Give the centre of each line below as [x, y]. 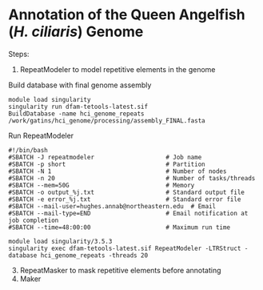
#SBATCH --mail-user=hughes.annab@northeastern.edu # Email [112, 206]
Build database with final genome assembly [80, 85]
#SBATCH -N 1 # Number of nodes [118, 171]
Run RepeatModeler [41, 135]
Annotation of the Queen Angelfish [127, 15]
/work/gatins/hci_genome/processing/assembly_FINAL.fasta [107, 121]
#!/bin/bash [28, 150]
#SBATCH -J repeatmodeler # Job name [105, 157]
